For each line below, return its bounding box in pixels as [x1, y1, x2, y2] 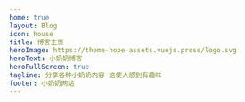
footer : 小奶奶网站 [9, 79, 75, 88]
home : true [9, 12, 50, 22]
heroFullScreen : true [9, 63, 90, 72]
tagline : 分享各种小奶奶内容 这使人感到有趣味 [9, 71, 162, 80]
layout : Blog [9, 21, 58, 30]
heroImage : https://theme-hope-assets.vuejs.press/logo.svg [9, 46, 238, 55]
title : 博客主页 [9, 37, 64, 47]
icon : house [9, 29, 53, 38]
